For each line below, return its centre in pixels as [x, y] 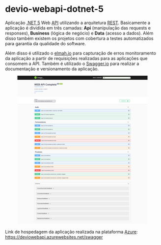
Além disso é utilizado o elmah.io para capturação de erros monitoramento [80, 53]
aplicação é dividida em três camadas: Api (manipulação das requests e [78, 28]
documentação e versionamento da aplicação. [52, 69]
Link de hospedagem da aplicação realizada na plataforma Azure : [71, 232]
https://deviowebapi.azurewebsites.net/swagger [54, 237]
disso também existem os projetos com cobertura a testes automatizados [79, 38]
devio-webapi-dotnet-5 [54, 9]
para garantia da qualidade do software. [45, 43]
